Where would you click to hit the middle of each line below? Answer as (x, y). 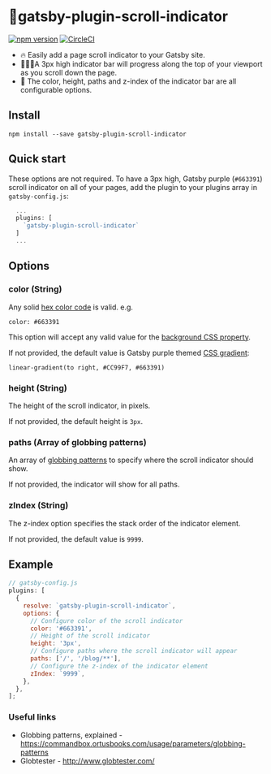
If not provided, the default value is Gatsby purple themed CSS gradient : (129, 352)
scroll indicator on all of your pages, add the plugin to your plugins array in (133, 187)
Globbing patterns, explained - (71, 735)
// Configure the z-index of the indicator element (119, 666)
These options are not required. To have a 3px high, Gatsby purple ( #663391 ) (135, 179)
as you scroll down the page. (69, 72)
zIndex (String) (39, 505)
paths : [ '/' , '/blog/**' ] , (75, 659)
